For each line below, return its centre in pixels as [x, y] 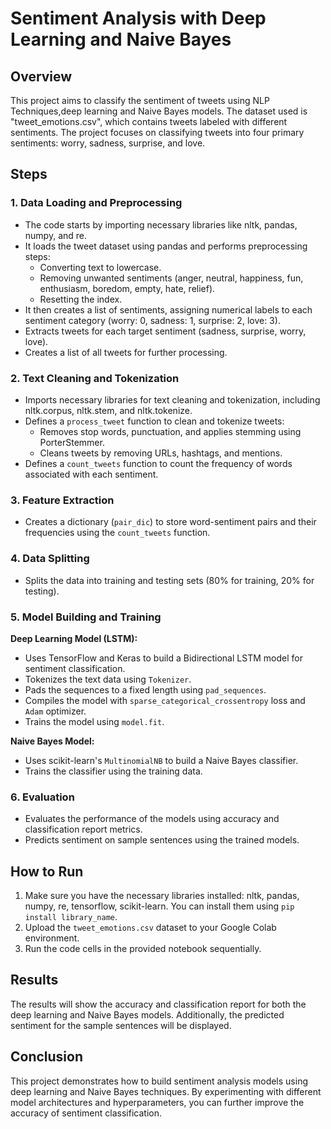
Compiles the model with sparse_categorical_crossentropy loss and [165, 700]
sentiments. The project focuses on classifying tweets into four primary [157, 132]
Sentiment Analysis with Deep [138, 18]
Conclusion [47, 1057]
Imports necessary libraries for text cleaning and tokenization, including [172, 399]
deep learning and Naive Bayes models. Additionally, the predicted [147, 1014]
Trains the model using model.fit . [94, 721]
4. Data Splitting [50, 559]
